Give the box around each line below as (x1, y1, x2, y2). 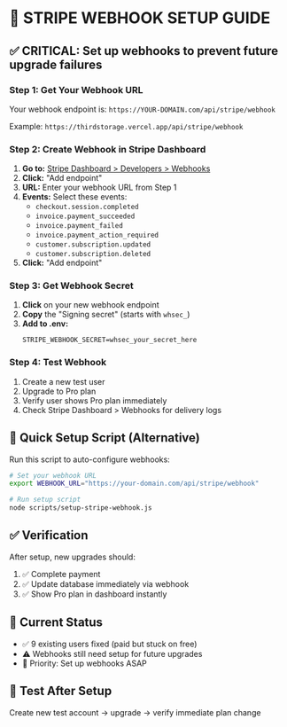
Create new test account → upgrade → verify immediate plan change (9, 707, 261, 717)
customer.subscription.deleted (35, 250, 151, 259)
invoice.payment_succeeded (35, 212, 136, 221)
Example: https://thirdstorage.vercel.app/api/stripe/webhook (9, 121, 244, 131)
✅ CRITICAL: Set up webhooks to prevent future (9, 43, 279, 59)
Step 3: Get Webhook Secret (9, 279, 135, 292)
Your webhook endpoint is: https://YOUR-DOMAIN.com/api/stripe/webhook (9, 104, 276, 114)
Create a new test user (21, 376, 105, 387)
